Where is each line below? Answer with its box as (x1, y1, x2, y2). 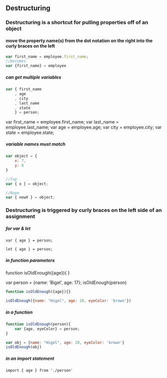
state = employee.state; (5, 129, 54, 135)
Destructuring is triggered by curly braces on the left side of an (5, 207, 162, 214)
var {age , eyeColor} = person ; (14, 326, 80, 331)
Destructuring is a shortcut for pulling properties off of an (5, 19, 148, 26)
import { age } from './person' (5, 368, 73, 373)
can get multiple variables (5, 74, 61, 80)
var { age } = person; (5, 238, 53, 243)
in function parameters (5, 257, 55, 263)
